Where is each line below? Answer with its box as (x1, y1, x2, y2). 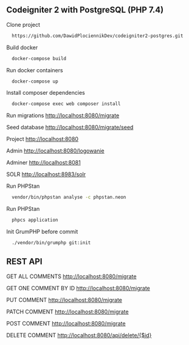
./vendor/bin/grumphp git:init (12, 240, 91, 246)
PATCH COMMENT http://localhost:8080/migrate (6, 308, 129, 315)
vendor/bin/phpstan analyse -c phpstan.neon (12, 194, 126, 200)
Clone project (6, 21, 41, 28)
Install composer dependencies (6, 89, 85, 97)
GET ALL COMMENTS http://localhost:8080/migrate (6, 273, 137, 280)
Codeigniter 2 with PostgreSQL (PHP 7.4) (6, 5, 164, 15)
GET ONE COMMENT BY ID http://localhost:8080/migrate (6, 284, 151, 292)
